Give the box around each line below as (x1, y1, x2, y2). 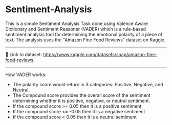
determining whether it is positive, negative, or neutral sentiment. (12, 97, 150, 104)
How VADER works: (5, 71, 47, 78)
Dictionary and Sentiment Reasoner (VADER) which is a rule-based (5, 26, 146, 32)
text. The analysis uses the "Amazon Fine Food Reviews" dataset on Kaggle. (5, 37, 166, 43)
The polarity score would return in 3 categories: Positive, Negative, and (12, 81, 163, 87)
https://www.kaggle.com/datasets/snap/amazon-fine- (43, 51, 157, 57)
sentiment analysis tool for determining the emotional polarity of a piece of (5, 31, 163, 37)
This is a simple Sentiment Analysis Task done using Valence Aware (5, 20, 148, 27)
